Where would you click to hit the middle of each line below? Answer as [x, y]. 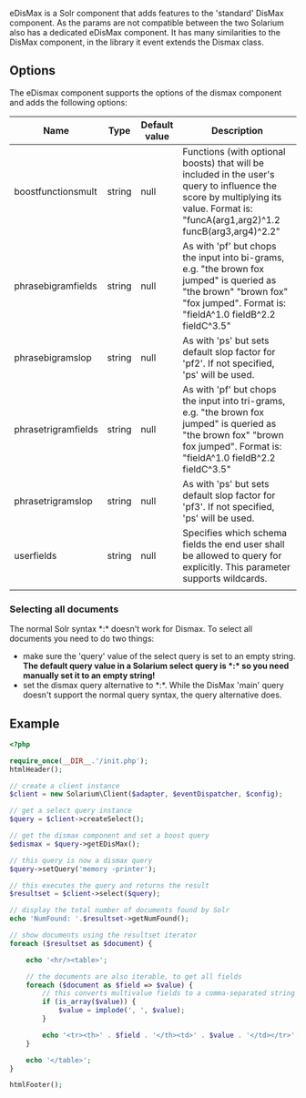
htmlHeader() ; [36, 769]
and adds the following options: [68, 102]
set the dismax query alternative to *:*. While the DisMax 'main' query [153, 686]
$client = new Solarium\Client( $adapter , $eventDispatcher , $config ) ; [146, 794]
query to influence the [230, 186]
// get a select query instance [71, 811]
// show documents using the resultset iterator [103, 935]
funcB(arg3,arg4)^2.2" [231, 231]
